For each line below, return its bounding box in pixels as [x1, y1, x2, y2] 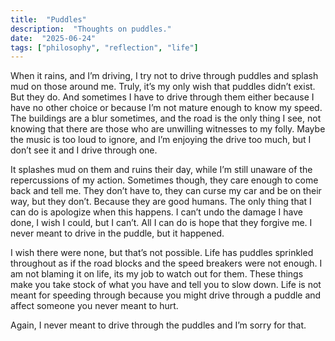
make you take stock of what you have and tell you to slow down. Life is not [10, 279, 322, 291]
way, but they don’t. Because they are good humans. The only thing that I [10, 196, 312, 208]
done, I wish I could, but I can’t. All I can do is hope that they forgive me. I [10, 217, 313, 229]
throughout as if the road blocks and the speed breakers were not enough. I [10, 257, 323, 270]
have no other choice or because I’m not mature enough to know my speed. [10, 102, 323, 114]
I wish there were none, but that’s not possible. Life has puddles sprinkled [10, 247, 314, 259]
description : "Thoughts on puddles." [10, 24, 172, 34]
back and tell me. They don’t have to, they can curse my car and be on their [10, 185, 322, 197]
